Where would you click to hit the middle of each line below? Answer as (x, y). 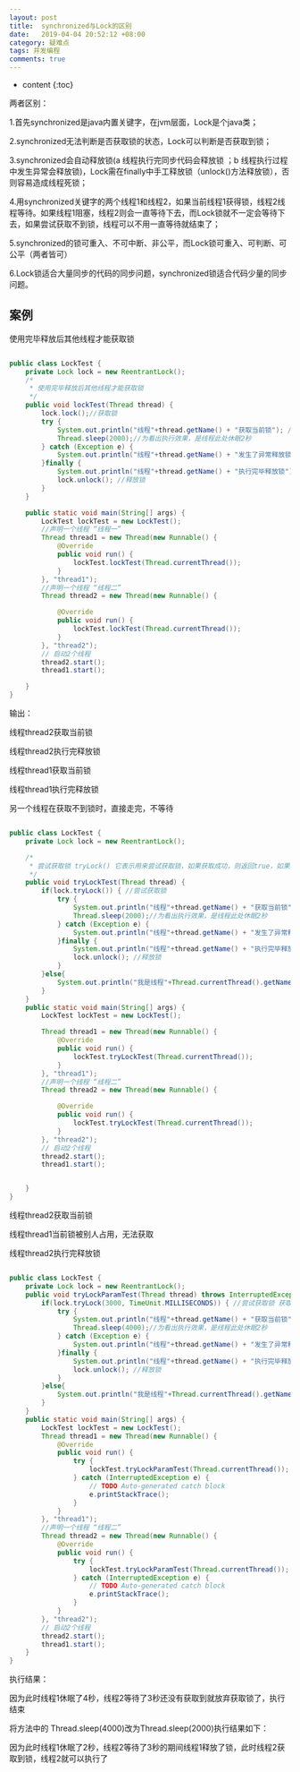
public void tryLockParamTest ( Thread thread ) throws (125, 1295)
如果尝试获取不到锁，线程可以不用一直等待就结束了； (122, 224)
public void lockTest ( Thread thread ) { (100, 405)
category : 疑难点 (39, 43)
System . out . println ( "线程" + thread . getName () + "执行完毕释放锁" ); (177, 472)
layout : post (33, 17)
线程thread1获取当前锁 (50, 770)
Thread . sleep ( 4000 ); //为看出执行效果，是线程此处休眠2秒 (170, 1328)
